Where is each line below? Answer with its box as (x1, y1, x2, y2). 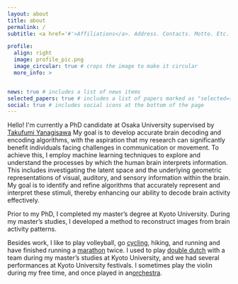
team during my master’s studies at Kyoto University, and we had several (7, 254, 220, 262)
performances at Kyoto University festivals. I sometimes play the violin (7, 261, 212, 270)
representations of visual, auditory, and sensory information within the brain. (7, 174, 230, 182)
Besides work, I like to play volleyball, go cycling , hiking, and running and (7, 239, 221, 247)
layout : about (7, 10, 50, 18)
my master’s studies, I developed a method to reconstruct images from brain (7, 217, 230, 226)
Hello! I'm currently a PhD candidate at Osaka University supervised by (7, 121, 215, 130)
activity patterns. (7, 225, 57, 234)
